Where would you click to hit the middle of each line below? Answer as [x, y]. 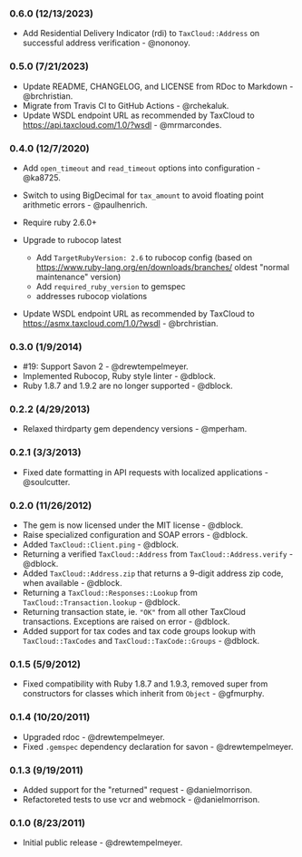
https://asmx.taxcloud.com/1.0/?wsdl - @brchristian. [120, 323]
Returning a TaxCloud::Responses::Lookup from [110, 593]
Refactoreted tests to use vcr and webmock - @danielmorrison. [141, 799]
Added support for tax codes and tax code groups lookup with [139, 631]
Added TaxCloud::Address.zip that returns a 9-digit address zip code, [153, 573]
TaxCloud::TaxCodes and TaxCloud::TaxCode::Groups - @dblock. [141, 641]
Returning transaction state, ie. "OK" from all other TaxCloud [134, 612]
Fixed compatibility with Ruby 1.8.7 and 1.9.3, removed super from [145, 684]
